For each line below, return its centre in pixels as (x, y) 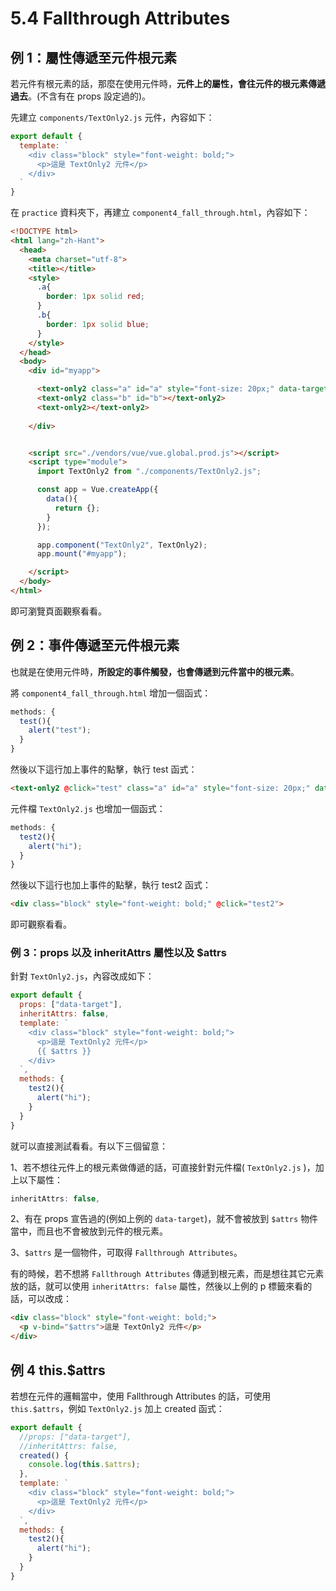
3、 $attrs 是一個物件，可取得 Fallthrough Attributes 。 (126, 1253)
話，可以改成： (41, 1299)
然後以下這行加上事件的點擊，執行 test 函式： (104, 769)
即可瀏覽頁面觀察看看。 (58, 611)
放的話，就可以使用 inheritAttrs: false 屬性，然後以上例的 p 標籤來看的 (161, 1286)
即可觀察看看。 (41, 924)
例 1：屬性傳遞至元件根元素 (94, 57)
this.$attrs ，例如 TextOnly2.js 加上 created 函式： (117, 1408)
